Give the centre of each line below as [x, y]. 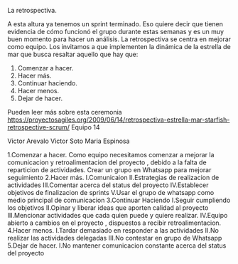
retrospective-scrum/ [38, 127]
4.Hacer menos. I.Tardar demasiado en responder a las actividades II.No [113, 230]
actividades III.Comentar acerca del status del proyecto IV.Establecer [108, 185]
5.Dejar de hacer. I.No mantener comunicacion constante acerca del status [117, 245]
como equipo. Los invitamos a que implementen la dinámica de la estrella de [119, 47]
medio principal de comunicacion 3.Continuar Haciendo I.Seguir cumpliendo [119, 200]
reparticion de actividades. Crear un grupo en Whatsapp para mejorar [109, 170]
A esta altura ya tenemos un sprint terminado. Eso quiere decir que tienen [115, 24]
